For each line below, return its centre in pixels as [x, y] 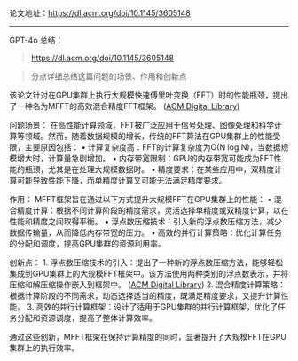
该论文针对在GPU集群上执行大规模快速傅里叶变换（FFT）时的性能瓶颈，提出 [149, 95]
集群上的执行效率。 [44, 348]
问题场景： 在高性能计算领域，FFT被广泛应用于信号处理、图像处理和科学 [142, 125]
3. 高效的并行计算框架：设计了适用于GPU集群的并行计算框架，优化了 [152, 307]
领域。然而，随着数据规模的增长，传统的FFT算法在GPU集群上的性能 [149, 136]
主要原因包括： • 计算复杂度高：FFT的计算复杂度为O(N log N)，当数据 [153, 147]
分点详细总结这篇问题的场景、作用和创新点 [109, 76]
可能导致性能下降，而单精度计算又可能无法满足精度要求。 [122, 180]
